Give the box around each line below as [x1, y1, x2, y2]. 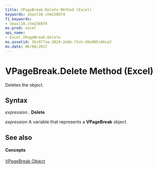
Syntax [5, 96, 28, 105]
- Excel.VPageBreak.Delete [5, 35, 61, 40]
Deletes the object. [5, 82, 44, 88]
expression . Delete [5, 110, 45, 115]
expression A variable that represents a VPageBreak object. [5, 119, 128, 125]
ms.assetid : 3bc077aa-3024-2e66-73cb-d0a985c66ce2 [5, 40, 112, 45]
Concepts [5, 147, 26, 153]
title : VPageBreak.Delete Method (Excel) [5, 7, 92, 12]
